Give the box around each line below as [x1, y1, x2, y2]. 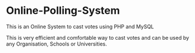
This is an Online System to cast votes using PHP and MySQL [6, 23, 154, 30]
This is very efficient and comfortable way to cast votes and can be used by [6, 34, 189, 41]
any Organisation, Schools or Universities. [6, 40, 107, 47]
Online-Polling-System [6, 4, 120, 17]
